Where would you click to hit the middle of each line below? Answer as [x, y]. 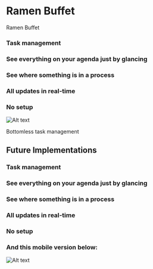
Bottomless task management [43, 131]
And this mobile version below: [52, 247]
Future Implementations [51, 150]
